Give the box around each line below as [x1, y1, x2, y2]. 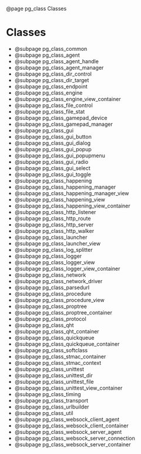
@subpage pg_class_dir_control [14, 70, 92, 77]
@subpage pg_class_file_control [14, 102, 93, 109]
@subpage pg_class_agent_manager [14, 64, 104, 71]
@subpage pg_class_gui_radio [14, 158, 89, 165]
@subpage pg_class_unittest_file [14, 378, 94, 385]
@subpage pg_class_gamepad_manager [14, 121, 113, 128]
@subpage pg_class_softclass [14, 346, 88, 354]
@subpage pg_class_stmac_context [14, 359, 102, 366]
